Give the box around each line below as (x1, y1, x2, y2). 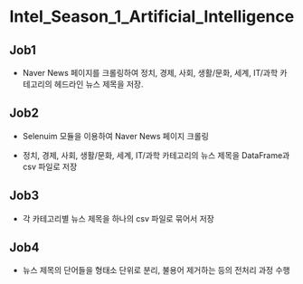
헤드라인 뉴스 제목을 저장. (53, 79, 144, 90)
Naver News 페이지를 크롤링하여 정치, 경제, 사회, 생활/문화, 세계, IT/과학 (22, 68, 279, 78)
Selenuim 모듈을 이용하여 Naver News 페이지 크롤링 (22, 130, 210, 141)
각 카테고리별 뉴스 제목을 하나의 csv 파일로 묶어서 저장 (22, 213, 214, 223)
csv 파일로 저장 (22, 161, 78, 172)
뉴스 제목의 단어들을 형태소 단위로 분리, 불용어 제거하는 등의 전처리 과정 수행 (22, 265, 291, 276)
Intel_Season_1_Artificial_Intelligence (9, 6, 295, 27)
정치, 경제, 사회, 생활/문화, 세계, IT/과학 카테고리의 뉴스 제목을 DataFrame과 (22, 149, 290, 160)
